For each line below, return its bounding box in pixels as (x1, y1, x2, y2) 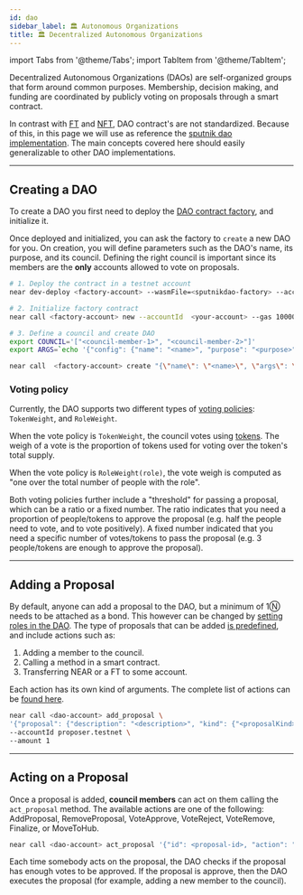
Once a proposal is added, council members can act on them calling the (9, 794, 280, 805)
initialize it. (9, 216, 50, 227)
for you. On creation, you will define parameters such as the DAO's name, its (9, 243, 293, 254)
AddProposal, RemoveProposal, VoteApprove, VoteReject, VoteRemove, (9, 813, 276, 824)
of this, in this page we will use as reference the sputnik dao (9, 128, 233, 139)
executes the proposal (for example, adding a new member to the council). (9, 875, 287, 886)
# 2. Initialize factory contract (9, 303, 140, 312)
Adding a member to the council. (22, 648, 144, 658)
